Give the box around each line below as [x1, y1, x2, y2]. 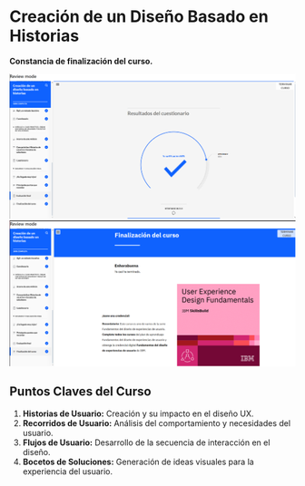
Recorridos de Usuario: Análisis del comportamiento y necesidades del [22, 417, 291, 428]
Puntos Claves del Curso [9, 384, 152, 400]
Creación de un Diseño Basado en [9, 6, 270, 27]
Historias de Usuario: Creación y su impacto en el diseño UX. [22, 408, 254, 419]
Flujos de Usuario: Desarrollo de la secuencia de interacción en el [22, 437, 271, 448]
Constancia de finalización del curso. [9, 55, 153, 66]
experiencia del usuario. [22, 465, 113, 477]
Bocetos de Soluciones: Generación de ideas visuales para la [22, 456, 254, 467]
